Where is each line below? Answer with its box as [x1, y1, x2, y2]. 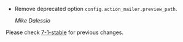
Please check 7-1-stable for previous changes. [6, 29, 124, 36]
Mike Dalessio [14, 17, 50, 24]
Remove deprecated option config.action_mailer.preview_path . [14, 5, 177, 12]
